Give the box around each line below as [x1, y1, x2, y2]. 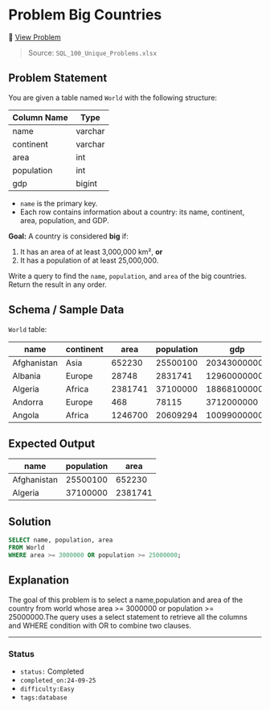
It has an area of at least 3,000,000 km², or [19, 247, 163, 256]
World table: [8, 324, 47, 334]
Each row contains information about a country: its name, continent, [19, 207, 245, 217]
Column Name [12, 111, 68, 122]
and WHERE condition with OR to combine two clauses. [8, 621, 191, 630]
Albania [12, 370, 42, 381]
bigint [76, 177, 98, 189]
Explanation [8, 574, 70, 588]
